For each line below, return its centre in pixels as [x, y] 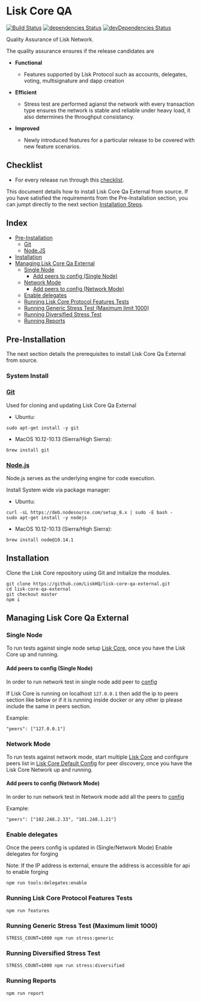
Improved [27, 128]
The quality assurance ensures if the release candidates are [80, 51]
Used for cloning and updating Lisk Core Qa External [71, 405]
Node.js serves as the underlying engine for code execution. [81, 478]
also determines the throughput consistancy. [79, 117]
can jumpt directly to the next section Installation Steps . [75, 204]
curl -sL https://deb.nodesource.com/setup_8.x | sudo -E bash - [89, 512]
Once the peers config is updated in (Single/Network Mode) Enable [89, 848]
